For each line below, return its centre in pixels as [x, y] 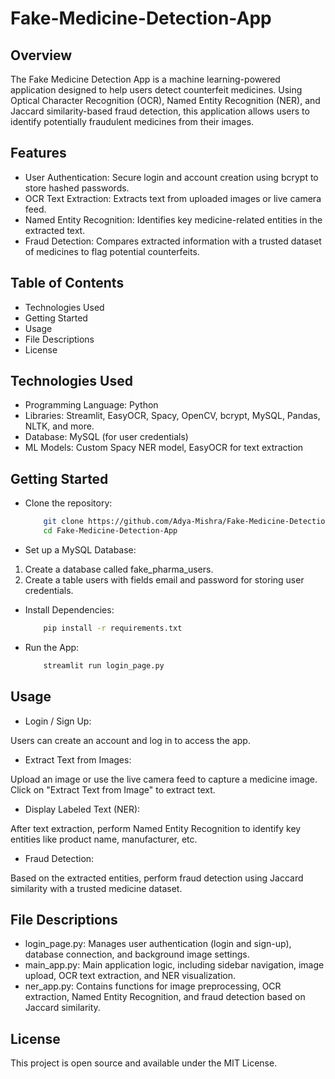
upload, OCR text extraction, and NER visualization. [130, 976]
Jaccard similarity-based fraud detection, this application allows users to [160, 111]
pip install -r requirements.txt [113, 628]
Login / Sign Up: [58, 721]
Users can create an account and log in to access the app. [130, 740]
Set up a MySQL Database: [80, 550]
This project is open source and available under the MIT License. [144, 1063]
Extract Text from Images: [78, 759]
